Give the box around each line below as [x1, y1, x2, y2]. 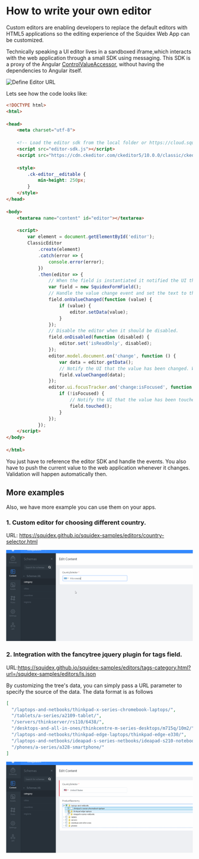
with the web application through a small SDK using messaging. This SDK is [6, 54, 191, 61]
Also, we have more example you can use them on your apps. [6, 504, 157, 511]
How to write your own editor [6, 4, 152, 18]
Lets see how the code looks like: [6, 90, 88, 97]
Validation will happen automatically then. [6, 470, 108, 477]
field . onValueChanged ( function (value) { [48, 297, 152, 303]
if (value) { [59, 303, 92, 309]
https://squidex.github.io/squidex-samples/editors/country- [19, 532, 165, 539]
